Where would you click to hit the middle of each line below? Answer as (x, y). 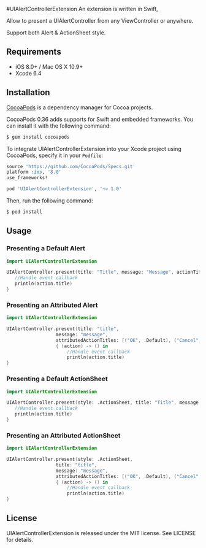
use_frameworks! (27, 178)
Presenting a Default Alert (46, 249)
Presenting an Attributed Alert (52, 305)
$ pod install (25, 212)
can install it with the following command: (59, 126)
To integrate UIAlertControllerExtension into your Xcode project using (94, 149)
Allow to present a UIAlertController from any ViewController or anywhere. (100, 21)
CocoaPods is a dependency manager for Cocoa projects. (80, 107)
